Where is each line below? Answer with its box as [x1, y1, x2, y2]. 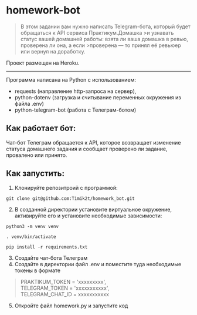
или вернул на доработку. [20, 48, 86, 55]
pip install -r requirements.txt [6, 244, 88, 250]
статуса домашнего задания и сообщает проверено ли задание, [6, 145, 168, 152]
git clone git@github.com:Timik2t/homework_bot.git [6, 195, 135, 202]
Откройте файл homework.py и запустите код [14, 302, 128, 309]
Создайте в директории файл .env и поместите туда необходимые [14, 260, 182, 267]
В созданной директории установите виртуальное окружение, [14, 206, 172, 213]
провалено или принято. [6, 151, 67, 159]
